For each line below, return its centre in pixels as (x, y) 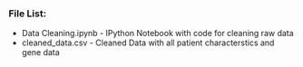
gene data (40, 53)
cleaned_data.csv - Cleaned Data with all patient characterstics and (148, 43)
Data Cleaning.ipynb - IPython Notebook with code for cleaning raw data (157, 33)
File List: (28, 14)
